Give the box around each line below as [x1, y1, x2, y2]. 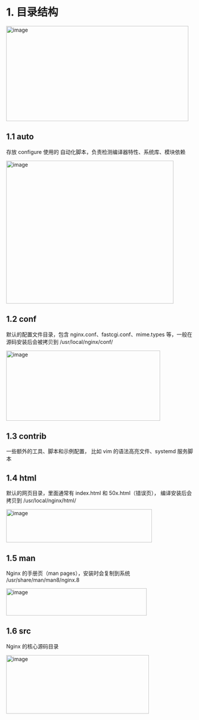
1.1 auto [6, 132, 34, 142]
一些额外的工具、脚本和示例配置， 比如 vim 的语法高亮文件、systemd [6, 448, 176, 455]
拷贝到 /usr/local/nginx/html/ [6, 497, 76, 504]
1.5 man [6, 553, 36, 563]
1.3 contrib [6, 431, 46, 441]
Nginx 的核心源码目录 [6, 642, 59, 650]
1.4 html [6, 473, 37, 483]
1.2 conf [6, 314, 37, 324]
